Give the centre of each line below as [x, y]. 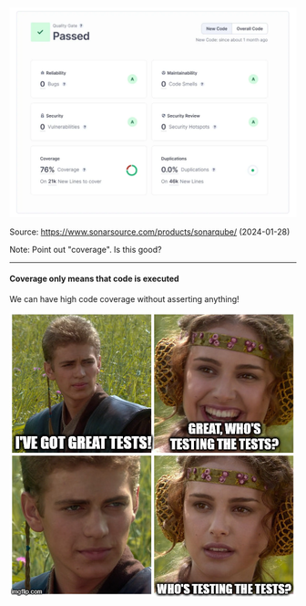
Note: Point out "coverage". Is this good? [86, 249]
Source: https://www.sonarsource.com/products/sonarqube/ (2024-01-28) [150, 232]
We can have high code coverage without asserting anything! [124, 298]
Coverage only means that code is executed [94, 279]
